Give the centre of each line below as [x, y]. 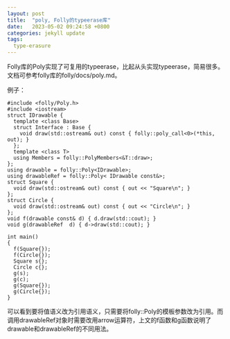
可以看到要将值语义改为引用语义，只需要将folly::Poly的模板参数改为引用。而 [115, 311]
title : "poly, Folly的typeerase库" [59, 20]
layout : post [26, 14]
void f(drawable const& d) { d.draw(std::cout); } [82, 219]
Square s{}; [31, 261]
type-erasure [32, 46]
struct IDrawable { [35, 115]
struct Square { [30, 182]
